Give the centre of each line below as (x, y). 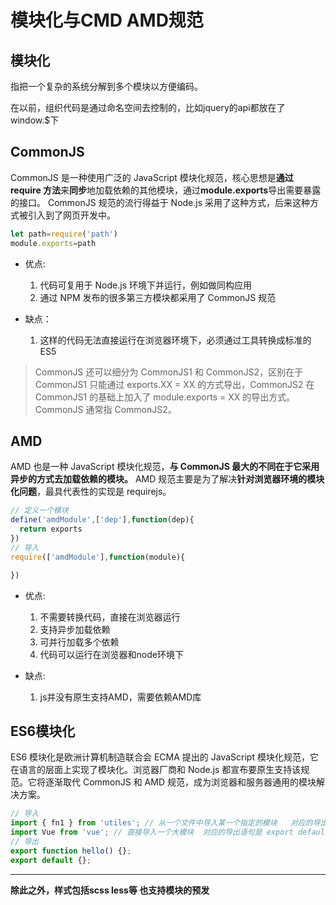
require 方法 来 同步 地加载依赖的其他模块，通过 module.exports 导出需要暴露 (166, 190)
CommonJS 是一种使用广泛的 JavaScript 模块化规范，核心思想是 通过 (152, 177)
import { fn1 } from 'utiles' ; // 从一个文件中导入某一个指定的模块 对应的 (161, 823)
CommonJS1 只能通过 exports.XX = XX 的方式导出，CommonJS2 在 (174, 384)
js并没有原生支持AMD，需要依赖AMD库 (120, 697)
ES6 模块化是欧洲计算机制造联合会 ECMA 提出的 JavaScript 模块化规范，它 (164, 757)
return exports (51, 529)
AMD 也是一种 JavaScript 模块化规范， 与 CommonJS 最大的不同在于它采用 (165, 467)
